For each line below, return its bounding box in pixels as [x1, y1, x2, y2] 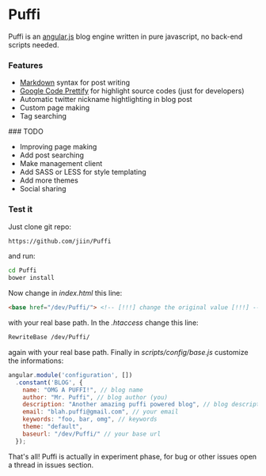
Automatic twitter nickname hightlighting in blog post [19, 95, 192, 104]
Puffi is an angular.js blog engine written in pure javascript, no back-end [8, 32, 243, 41]
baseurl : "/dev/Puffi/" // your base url [22, 429, 161, 438]
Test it [8, 204, 33, 215]
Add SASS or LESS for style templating [19, 168, 146, 177]
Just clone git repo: [8, 221, 72, 231]
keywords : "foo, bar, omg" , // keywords [22, 415, 158, 424]
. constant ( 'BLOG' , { [15, 378, 83, 387]
